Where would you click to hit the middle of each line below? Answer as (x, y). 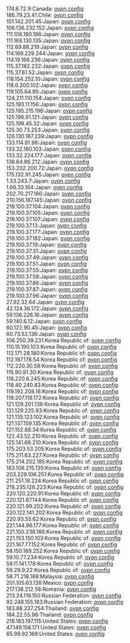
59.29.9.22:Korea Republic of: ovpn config (58, 570)
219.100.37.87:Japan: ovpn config (47, 289)
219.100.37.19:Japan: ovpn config (47, 245)
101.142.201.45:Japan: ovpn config (49, 21)
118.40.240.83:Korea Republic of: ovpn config (62, 385)
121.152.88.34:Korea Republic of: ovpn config (61, 430)
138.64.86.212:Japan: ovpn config (48, 162)
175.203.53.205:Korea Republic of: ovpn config (64, 449)
